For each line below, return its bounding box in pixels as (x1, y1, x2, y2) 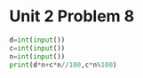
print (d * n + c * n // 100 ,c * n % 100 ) (9, 60, 117, 69)
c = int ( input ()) (9, 43, 66, 52)
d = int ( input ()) (9, 35, 66, 44)
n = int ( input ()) (9, 51, 66, 61)
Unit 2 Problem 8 (9, 6, 135, 27)
